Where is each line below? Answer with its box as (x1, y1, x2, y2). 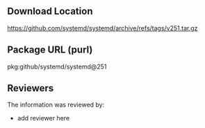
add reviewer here (17, 114, 70, 122)
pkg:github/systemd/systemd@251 (7, 62, 107, 71)
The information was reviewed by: (7, 100, 105, 109)
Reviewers (7, 82, 54, 94)
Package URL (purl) (7, 44, 93, 56)
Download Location (7, 6, 93, 17)
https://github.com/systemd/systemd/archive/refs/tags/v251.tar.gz (7, 24, 198, 32)
